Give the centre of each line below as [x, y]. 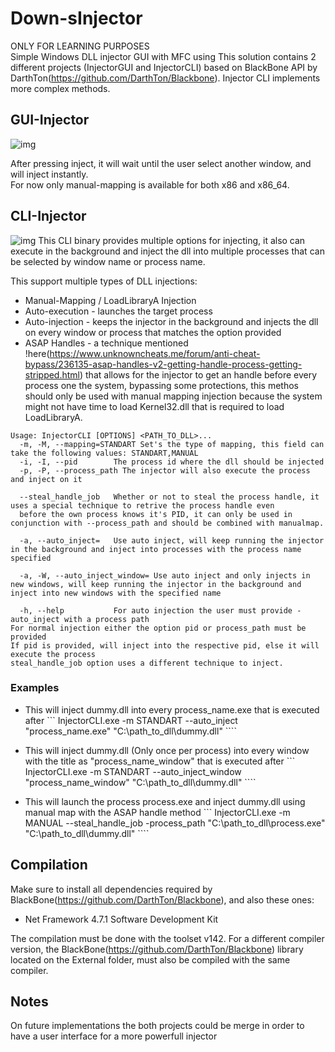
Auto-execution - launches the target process [118, 311]
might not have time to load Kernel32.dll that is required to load [154, 406]
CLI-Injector [48, 216]
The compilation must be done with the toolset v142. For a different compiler [167, 938]
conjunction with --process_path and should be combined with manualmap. [167, 523]
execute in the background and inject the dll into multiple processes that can [167, 251]
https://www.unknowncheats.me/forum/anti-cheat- [155, 353]
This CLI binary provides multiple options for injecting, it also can [172, 240]
